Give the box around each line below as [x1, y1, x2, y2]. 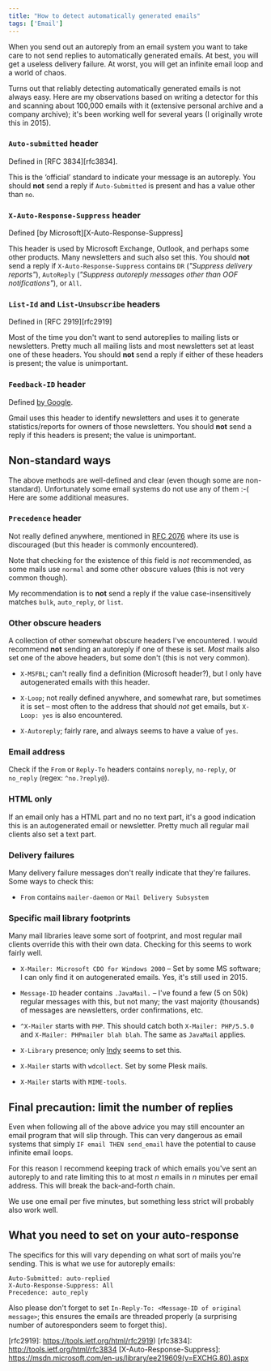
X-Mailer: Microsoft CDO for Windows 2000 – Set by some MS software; [19, 964, 261, 973]
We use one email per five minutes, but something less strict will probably [8, 1197, 255, 1206]
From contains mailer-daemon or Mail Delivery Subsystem [19, 892, 209, 901]
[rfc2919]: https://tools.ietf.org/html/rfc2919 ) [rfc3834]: [8, 1335, 193, 1345]
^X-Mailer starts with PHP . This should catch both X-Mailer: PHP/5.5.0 [19, 1021, 255, 1031]
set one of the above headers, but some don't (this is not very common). [8, 653, 251, 663]
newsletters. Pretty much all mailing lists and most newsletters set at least [8, 342, 255, 351]
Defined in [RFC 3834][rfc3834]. [8, 156, 118, 166]
